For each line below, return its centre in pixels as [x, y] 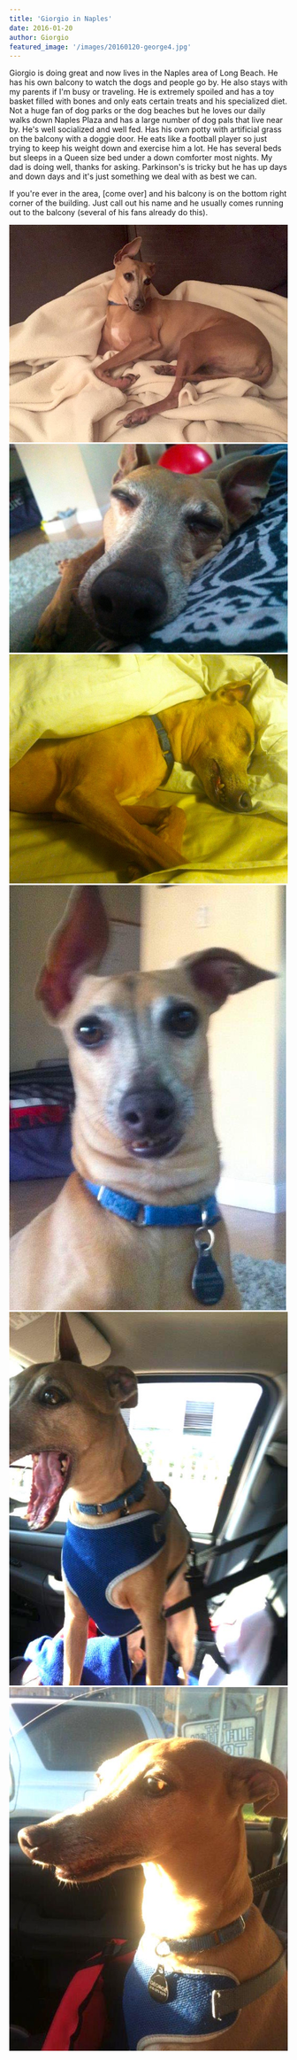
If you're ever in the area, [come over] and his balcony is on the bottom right [148, 194]
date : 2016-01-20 [41, 28]
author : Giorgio [39, 37]
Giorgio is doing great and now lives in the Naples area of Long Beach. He [144, 73]
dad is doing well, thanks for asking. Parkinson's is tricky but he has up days [148, 167]
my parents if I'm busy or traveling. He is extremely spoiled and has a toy [142, 92]
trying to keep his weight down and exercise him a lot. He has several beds [145, 148]
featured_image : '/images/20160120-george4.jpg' [100, 47]
